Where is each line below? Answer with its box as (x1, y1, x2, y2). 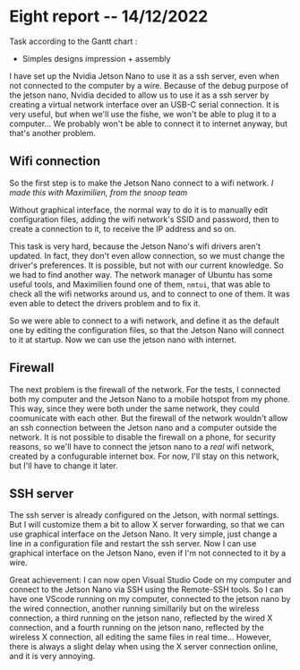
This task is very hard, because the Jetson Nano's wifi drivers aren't (9, 240, 261, 252)
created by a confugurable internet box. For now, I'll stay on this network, (9, 451, 279, 461)
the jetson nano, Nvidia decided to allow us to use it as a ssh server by (9, 90, 270, 100)
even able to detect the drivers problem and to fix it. (9, 297, 201, 308)
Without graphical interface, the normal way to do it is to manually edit (9, 204, 269, 215)
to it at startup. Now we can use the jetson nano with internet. (9, 334, 237, 345)
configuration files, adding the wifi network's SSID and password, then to (9, 213, 279, 225)
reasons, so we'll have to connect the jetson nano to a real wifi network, (9, 441, 275, 451)
